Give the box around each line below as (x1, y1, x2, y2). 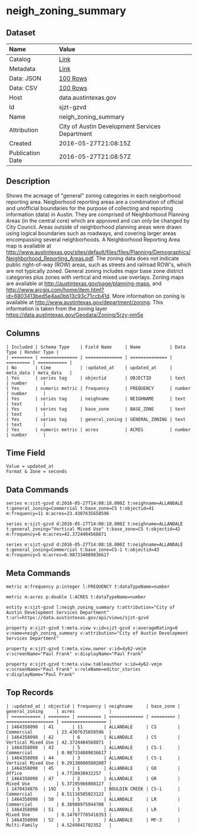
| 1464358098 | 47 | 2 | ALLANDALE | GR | (6, 776, 181, 781)
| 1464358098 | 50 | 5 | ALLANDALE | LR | (6, 796, 181, 802)
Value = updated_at (6, 464, 54, 470)
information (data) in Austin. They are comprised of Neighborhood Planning (6, 211, 190, 218)
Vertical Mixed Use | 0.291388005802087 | (6, 760, 112, 766)
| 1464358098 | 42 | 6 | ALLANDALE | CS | (6, 734, 181, 740)
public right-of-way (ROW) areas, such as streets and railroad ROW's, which (6, 261, 192, 268)
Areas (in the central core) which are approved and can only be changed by (6, 217, 190, 224)
